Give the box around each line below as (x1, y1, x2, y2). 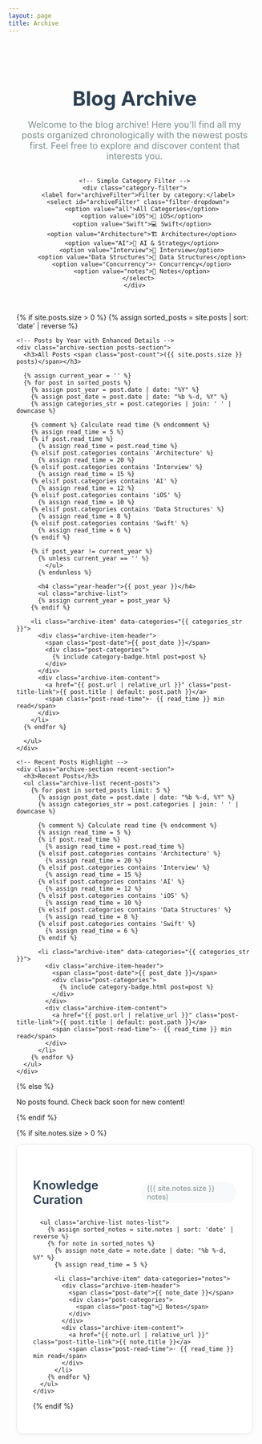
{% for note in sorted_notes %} (46, 1239, 155, 1247)
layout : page (8, 11, 52, 20)
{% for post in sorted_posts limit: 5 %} (30, 786, 171, 795)
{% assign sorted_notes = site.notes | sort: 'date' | (46, 1226, 234, 1234)
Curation (33, 1192, 83, 1207)
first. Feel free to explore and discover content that (29, 140, 240, 152)
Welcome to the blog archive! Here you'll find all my (27, 119, 242, 131)
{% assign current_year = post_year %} (37, 597, 171, 605)
